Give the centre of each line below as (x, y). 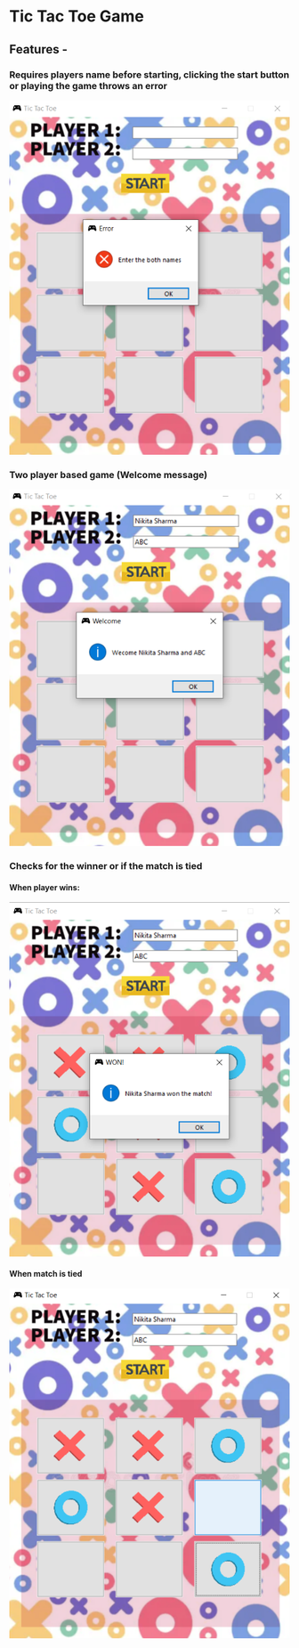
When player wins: (44, 887)
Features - (39, 49)
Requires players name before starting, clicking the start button (149, 75)
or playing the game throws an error (88, 85)
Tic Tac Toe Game (77, 16)
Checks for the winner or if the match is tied (106, 866)
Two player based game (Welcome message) (108, 475)
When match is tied (46, 1274)
